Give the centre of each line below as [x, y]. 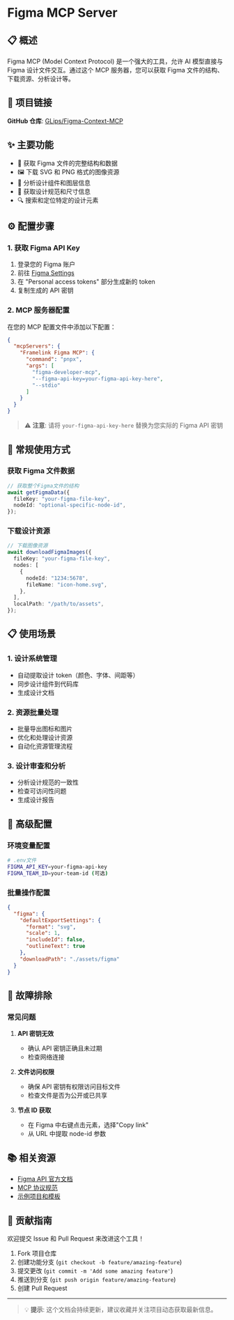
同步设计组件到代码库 [48, 683]
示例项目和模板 [39, 1197]
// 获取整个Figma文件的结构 [43, 486]
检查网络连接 [46, 1057]
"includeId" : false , [55, 940]
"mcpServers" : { [37, 346]
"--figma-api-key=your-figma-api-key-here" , [98, 379]
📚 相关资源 [32, 1158]
